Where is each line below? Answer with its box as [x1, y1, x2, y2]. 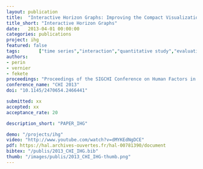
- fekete [6, 71, 28, 77]
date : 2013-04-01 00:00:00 [6, 25, 80, 32]
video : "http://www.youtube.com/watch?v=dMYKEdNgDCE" [6, 137, 145, 143]
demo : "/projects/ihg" [6, 131, 63, 138]
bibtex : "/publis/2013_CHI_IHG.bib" [6, 148, 98, 155]
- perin [6, 59, 26, 65]
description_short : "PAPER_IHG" [6, 120, 88, 127]
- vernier [6, 65, 31, 71]
